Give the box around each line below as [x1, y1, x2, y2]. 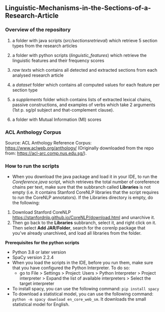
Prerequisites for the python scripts [5, 240, 80, 246]
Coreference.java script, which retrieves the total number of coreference [12, 179, 160, 185]
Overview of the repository [5, 27, 71, 33]
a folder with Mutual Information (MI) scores [12, 116, 102, 122]
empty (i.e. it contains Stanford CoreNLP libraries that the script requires [12, 189, 159, 196]
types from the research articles [12, 43, 78, 49]
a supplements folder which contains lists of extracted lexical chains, [12, 96, 152, 102]
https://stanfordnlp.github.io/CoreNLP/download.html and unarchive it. [12, 215, 156, 221]
